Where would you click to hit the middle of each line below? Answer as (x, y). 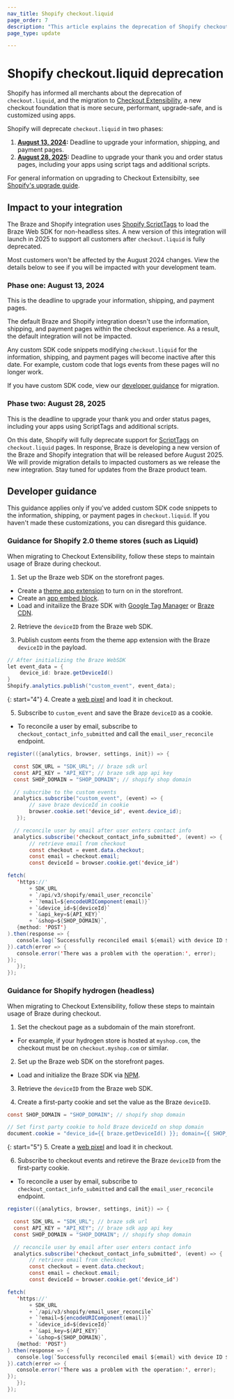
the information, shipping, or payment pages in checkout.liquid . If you (109, 515)
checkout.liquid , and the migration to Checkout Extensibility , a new (104, 100)
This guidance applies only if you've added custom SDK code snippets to (112, 508)
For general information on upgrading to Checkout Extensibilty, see (103, 178)
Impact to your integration (65, 207)
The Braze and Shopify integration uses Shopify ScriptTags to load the (108, 224)
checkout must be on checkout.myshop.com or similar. (93, 1048)
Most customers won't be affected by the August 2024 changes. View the (113, 260)
